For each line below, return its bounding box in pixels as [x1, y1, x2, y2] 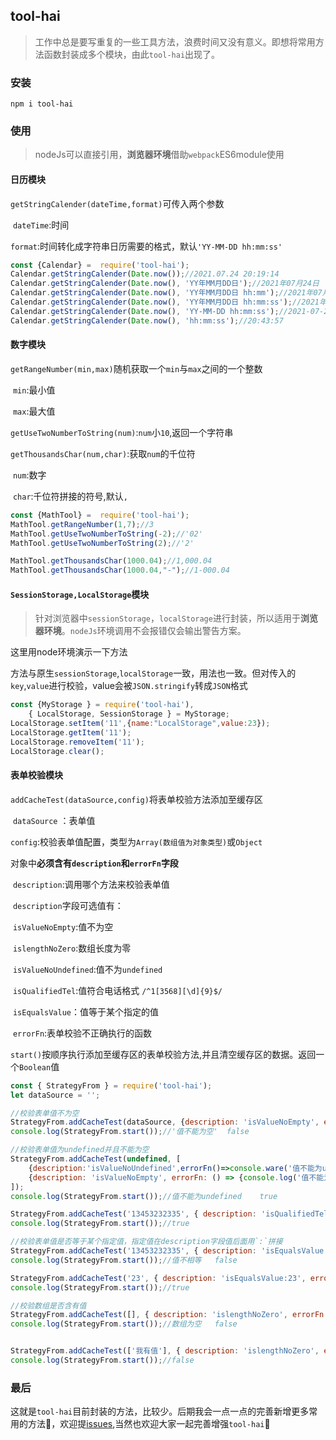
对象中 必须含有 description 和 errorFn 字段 [10, 857, 179, 869]
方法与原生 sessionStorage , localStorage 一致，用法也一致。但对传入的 [10, 667, 297, 679]
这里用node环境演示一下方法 [10, 646, 128, 658]
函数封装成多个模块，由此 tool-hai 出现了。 [43, 48, 221, 60]
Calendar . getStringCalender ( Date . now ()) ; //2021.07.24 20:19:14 [10, 269, 280, 279]
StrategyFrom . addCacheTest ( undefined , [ [10, 1154, 182, 1164]
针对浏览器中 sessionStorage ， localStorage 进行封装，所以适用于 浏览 [34, 612, 318, 624]
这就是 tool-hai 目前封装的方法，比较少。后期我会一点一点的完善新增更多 [10, 1405, 310, 1418]
